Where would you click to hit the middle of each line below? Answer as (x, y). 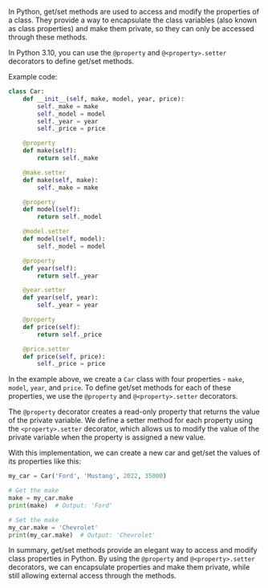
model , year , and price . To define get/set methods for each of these (120, 387)
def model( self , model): (64, 239)
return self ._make (68, 158)
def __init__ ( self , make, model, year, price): (104, 99)
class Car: (26, 91)
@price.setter (46, 349)
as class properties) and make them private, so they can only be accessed (131, 28)
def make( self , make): (61, 180)
